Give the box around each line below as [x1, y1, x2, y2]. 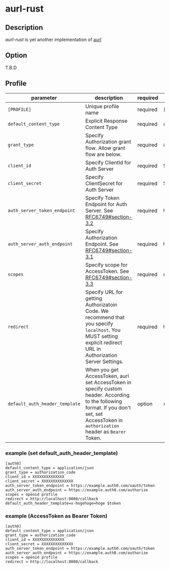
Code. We [85, 307, 109, 314]
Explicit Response [85, 117, 128, 124]
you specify [85, 320, 113, 327]
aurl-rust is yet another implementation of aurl [5, 36, 102, 42]
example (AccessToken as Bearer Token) [5, 512, 108, 519]
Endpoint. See [85, 241, 119, 248]
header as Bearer [85, 428, 126, 435]
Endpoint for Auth [85, 201, 127, 208]
